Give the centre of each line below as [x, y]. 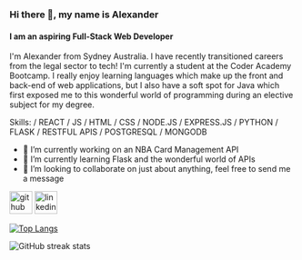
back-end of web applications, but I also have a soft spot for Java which [145, 85]
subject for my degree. [52, 105]
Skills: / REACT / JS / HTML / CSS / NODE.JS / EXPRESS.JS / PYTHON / [144, 123]
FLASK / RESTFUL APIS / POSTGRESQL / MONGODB [108, 132]
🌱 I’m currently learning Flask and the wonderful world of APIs [139, 159]
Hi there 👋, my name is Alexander [84, 15]
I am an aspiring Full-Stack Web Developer [91, 36]
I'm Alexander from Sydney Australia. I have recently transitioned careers [146, 56]
